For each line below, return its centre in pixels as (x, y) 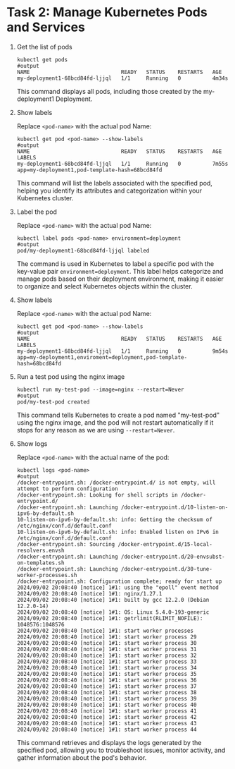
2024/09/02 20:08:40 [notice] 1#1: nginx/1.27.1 (89, 593)
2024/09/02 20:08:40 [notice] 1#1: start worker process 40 (107, 705)
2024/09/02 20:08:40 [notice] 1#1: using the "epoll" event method (118, 587)
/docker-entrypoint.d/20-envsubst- (173, 557)
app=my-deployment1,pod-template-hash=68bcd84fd (89, 170)
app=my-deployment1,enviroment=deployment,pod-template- (102, 357)
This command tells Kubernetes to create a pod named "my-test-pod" (118, 415)
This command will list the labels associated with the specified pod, (114, 183)
